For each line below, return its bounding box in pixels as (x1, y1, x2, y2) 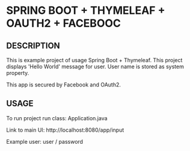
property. (6, 69, 29, 76)
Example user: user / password (6, 138, 83, 145)
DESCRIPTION (6, 40, 60, 51)
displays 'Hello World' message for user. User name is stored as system (6, 63, 185, 70)
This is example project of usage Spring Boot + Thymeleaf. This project (6, 57, 183, 63)
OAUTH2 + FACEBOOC (6, 16, 121, 30)
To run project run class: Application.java (6, 114, 108, 121)
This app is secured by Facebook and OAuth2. (6, 81, 121, 88)
